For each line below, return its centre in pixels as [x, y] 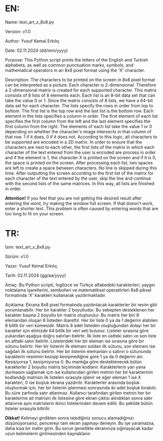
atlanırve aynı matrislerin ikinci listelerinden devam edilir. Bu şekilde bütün [79, 403]
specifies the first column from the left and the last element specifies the [78, 121]
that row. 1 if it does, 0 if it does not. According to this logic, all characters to [81, 137]
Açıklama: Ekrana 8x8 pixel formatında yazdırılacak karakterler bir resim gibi [81, 304]
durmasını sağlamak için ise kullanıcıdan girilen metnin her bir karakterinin [79, 372]
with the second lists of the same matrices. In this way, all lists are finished [80, 183]
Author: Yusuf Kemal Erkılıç [32, 41]
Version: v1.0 [18, 31]
